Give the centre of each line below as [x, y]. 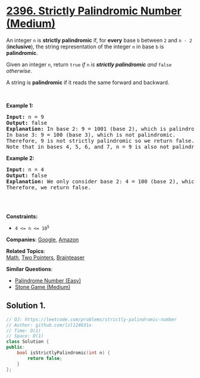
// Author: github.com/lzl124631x [49, 325]
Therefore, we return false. [49, 187]
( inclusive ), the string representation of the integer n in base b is [85, 47]
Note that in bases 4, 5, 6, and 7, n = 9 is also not [88, 147]
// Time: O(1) [24, 331]
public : [16, 348]
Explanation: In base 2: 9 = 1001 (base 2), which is [86, 129]
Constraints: [22, 216]
